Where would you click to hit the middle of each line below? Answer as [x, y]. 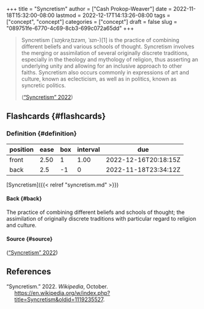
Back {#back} [24, 199]
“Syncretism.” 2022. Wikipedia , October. [57, 286]
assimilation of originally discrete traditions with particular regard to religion [101, 218]
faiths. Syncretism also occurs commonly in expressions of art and [105, 72]
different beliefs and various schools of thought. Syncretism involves [107, 46]
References [29, 272]
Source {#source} [30, 239]
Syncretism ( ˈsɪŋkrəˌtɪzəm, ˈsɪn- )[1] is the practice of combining [100, 40]
